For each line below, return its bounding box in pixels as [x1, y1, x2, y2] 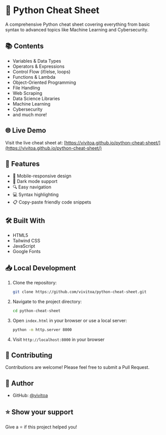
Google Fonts [12, 249, 41, 255]
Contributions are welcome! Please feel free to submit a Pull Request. [5, 364, 150, 370]
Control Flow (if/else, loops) [12, 68, 71, 75]
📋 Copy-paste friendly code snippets [12, 199, 92, 205]
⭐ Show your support [5, 408, 73, 416]
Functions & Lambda [12, 74, 56, 80]
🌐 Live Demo [5, 126, 47, 135]
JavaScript [12, 243, 35, 249]
